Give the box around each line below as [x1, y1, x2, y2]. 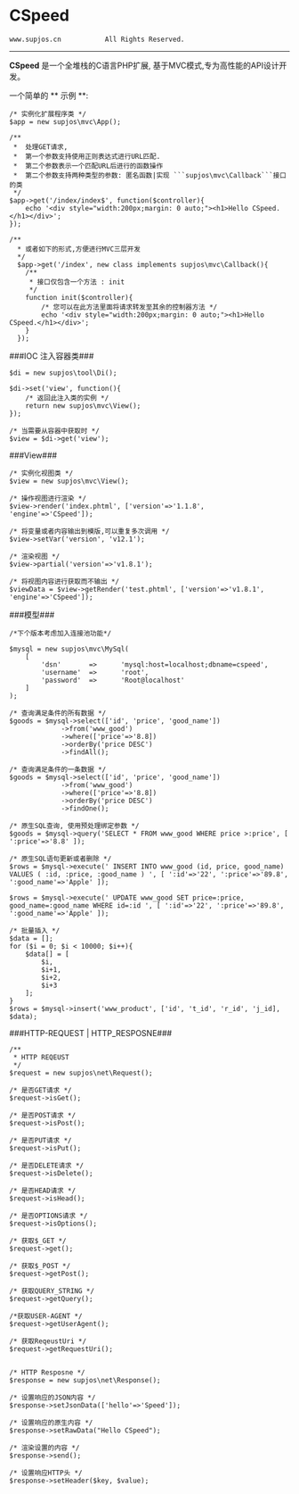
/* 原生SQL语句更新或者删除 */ [9, 854, 112, 863]
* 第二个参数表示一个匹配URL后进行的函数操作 [12, 162, 164, 170]
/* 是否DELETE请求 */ [9, 1161, 85, 1170]
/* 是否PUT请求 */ [9, 1135, 72, 1145]
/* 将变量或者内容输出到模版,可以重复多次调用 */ [9, 527, 170, 535]
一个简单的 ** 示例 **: [9, 90, 89, 101]
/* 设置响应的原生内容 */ [9, 1418, 93, 1427]
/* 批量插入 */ [9, 925, 61, 935]
